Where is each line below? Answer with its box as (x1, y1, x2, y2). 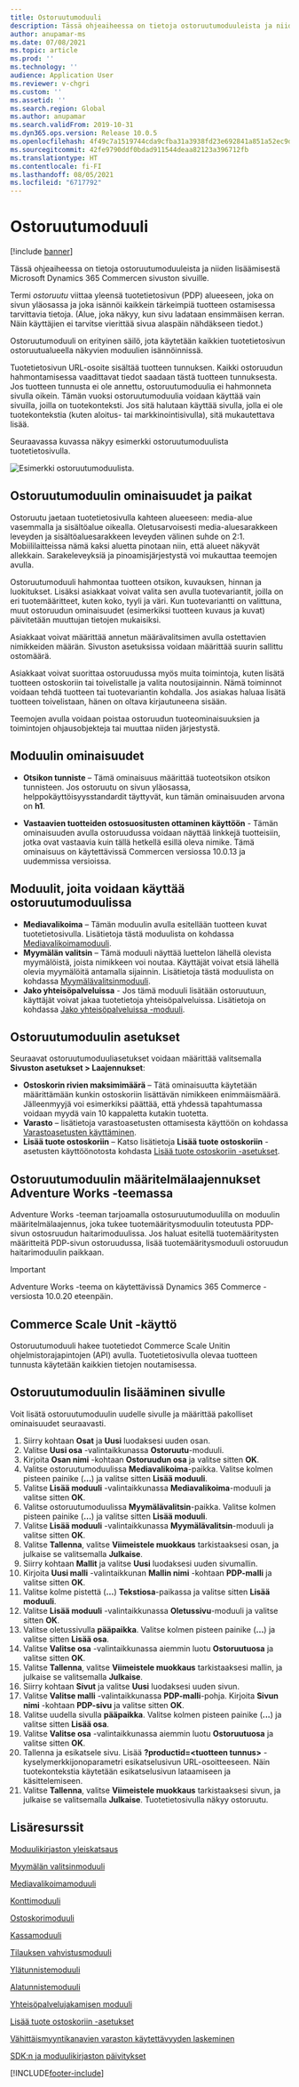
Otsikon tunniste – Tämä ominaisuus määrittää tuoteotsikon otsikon (22, 772, 271, 783)
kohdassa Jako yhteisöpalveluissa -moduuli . (22, 1004, 185, 1015)
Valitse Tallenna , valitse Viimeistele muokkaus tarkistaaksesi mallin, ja (22, 1662, 283, 1673)
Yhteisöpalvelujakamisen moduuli (10, 1998, 132, 2010)
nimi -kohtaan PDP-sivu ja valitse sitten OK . (22, 1699, 185, 1710)
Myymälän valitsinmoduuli (10, 1860, 106, 1872)
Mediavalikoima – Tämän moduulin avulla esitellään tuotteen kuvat (22, 919, 267, 929)
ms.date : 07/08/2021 (10, 37, 87, 47)
